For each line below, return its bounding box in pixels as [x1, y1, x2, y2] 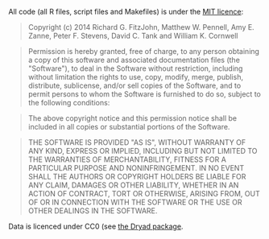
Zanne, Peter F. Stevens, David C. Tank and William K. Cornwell [27, 31, 238, 40]
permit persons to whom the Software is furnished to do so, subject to [27, 89, 262, 99]
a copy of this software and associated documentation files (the [27, 56, 240, 64]
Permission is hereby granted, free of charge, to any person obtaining [27, 47, 260, 56]
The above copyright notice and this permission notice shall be [27, 113, 238, 123]
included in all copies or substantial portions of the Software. [27, 122, 230, 131]
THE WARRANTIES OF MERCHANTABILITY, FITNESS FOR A [27, 155, 227, 164]
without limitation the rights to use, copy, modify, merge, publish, [27, 72, 244, 81]
